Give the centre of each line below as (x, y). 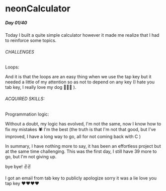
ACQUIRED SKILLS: (25, 98)
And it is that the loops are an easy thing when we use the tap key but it (78, 77)
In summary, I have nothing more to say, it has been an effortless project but (83, 146)
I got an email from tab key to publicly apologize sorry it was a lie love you (81, 178)
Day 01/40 (16, 22)
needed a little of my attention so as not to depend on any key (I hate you (80, 82)
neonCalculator (38, 9)
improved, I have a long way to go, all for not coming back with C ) (73, 136)
